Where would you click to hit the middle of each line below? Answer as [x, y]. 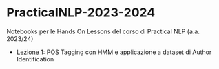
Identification [35, 59]
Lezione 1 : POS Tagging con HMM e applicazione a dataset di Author [114, 52]
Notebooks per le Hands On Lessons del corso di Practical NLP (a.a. [103, 31]
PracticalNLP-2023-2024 [81, 13]
